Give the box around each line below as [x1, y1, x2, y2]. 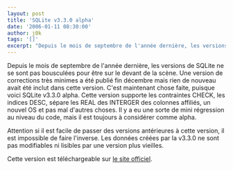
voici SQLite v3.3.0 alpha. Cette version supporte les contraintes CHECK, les [7, 91, 225, 99]
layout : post [7, 10, 45, 17]
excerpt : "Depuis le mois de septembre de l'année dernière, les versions [7, 42, 228, 49]
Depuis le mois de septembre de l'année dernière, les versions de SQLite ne [7, 62, 224, 69]
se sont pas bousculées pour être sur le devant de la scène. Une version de [7, 69, 223, 77]
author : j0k [7, 29, 42, 37]
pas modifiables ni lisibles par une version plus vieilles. [7, 142, 164, 149]
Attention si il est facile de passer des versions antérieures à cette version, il [7, 126, 225, 135]
